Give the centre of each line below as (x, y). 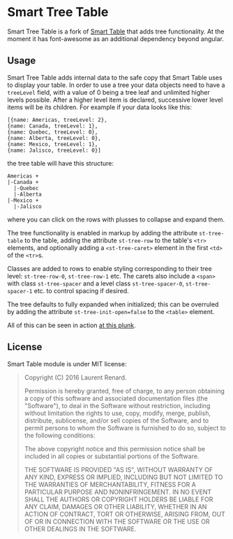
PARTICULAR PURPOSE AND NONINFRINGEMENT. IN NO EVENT (118, 492)
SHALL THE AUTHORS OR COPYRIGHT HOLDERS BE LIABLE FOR (119, 499)
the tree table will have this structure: (60, 163)
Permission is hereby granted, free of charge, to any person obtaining (125, 391)
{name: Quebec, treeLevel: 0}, (53, 132)
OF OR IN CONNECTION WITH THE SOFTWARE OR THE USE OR (117, 521)
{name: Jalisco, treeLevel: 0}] (54, 150)
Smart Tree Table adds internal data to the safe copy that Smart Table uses (115, 77)
